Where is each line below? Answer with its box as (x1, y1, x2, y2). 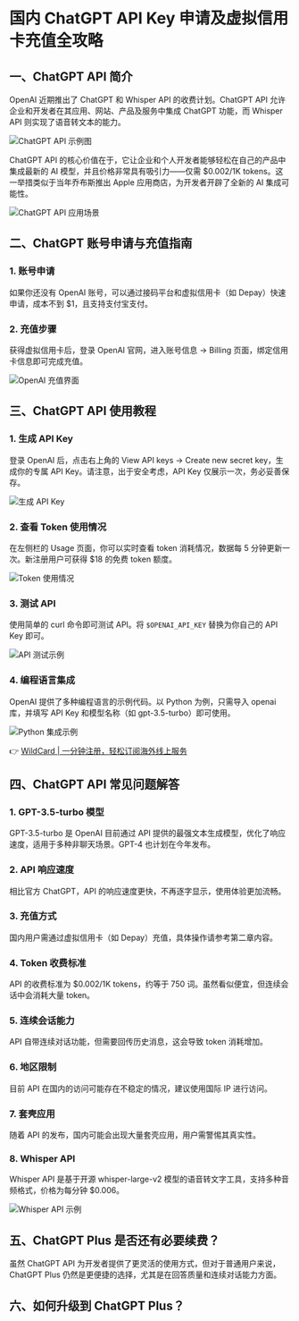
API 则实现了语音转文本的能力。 (9, 117, 127, 127)
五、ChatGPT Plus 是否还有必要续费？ (9, 1232, 220, 1248)
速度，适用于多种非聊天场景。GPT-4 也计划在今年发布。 (9, 839, 216, 850)
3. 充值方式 (9, 910, 57, 922)
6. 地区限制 (9, 1061, 57, 1073)
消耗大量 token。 (32, 990, 96, 1001)
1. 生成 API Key (9, 433, 74, 445)
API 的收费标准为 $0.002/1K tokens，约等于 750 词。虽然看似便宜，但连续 (9, 978, 281, 989)
